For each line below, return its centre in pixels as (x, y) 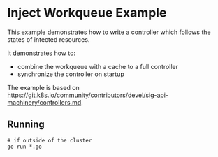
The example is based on (44, 87)
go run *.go (24, 147)
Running (26, 125)
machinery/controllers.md (44, 102)
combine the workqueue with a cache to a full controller (98, 66)
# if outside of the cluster (50, 140)
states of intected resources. (49, 39)
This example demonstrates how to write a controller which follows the (109, 32)
